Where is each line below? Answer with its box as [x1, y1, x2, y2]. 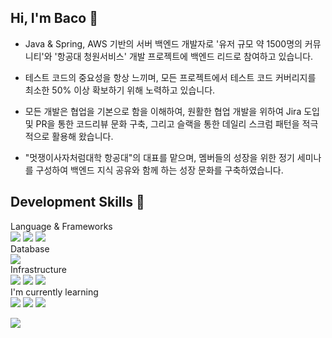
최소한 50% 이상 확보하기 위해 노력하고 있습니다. [24, 84, 216, 96]
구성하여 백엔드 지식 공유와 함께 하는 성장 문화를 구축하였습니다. [35, 164, 284, 176]
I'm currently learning [10, 286, 99, 298]
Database [10, 242, 50, 255]
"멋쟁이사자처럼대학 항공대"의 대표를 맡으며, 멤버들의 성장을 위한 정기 [24, 151, 295, 163]
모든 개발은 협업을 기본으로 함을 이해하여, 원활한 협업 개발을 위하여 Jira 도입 [24, 105, 320, 117]
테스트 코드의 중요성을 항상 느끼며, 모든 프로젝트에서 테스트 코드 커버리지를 [24, 71, 317, 83]
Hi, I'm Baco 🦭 [10, 10, 98, 27]
